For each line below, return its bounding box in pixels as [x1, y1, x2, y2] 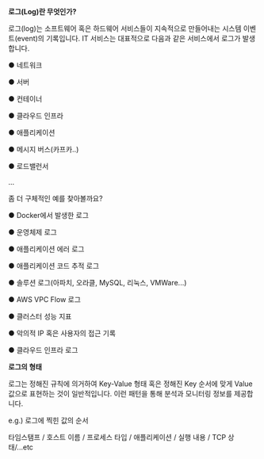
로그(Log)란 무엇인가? [8, 7, 77, 16]
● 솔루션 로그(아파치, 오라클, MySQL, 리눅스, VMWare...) [8, 278, 187, 287]
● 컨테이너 [8, 94, 43, 103]
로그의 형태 [8, 362, 42, 371]
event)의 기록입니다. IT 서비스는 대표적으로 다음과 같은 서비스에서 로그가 [17, 34, 241, 43]
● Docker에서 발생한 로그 [8, 211, 90, 220]
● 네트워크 [8, 60, 43, 70]
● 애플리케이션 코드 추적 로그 [8, 261, 100, 270]
